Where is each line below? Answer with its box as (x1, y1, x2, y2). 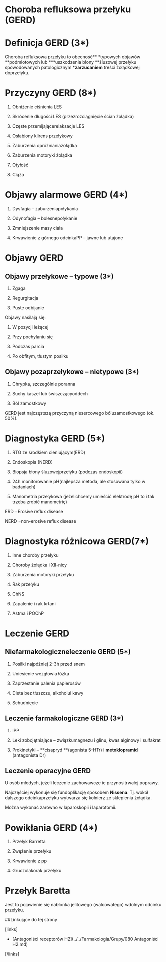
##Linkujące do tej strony (5, 917, 57, 923)
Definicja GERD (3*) (5, 37, 90, 49)
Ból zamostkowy (12, 400, 46, 406)
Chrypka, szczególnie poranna (12, 381, 76, 387)
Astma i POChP (12, 610, 44, 616)
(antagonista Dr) (12, 752, 46, 758)
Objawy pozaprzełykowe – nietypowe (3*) (5, 368, 139, 376)
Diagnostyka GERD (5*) (5, 433, 105, 444)
